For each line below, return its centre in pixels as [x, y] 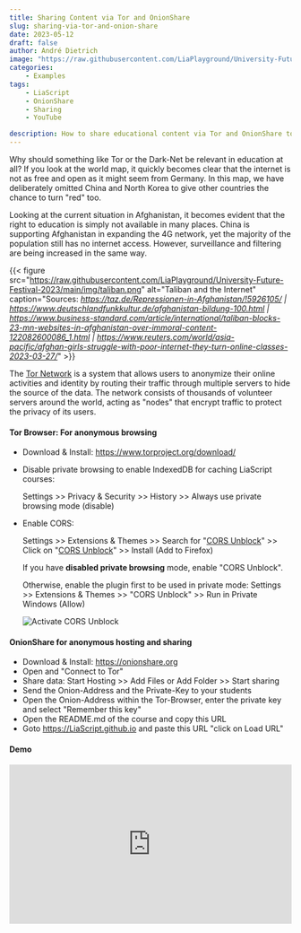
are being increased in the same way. [78, 253]
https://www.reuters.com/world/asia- [166, 337]
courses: [39, 479]
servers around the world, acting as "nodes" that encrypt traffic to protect [146, 402]
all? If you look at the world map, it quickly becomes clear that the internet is [150, 169]
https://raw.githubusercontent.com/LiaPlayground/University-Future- [157, 280]
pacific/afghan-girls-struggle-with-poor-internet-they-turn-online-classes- [149, 347]
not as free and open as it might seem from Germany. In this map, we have [147, 179]
